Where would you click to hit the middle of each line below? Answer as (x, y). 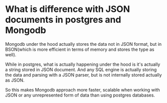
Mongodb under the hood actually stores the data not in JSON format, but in (83, 44)
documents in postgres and (63, 20)
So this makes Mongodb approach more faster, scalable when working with (83, 90)
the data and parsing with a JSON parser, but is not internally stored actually (83, 75)
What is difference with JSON (68, 9)
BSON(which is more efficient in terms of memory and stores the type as (80, 49)
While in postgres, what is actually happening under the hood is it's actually (83, 64)
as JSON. (15, 80)
